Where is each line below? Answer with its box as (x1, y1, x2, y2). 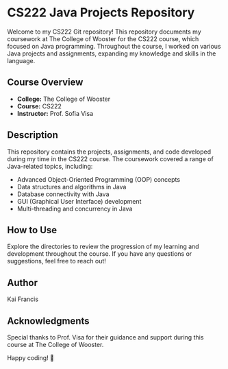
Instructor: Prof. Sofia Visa (16, 109, 94, 117)
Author (7, 276, 38, 289)
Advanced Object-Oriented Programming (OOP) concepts (16, 175, 180, 183)
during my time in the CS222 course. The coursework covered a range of (7, 154, 214, 163)
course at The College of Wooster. (7, 341, 104, 348)
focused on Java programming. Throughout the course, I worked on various (7, 42, 221, 50)
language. (7, 56, 36, 64)
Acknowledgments (7, 315, 90, 326)
